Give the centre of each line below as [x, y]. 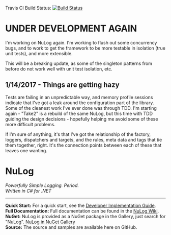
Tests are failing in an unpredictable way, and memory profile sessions [79, 97]
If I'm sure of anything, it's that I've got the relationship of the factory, [78, 134]
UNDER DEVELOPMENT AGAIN [71, 29]
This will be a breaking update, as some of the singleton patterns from [79, 63]
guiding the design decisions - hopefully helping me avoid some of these [82, 119]
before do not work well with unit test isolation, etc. [59, 68]
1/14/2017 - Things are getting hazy [62, 85]
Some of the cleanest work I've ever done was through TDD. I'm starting [81, 108]
